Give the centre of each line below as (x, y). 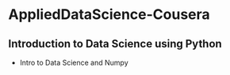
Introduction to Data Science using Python (115, 44)
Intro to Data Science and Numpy (74, 62)
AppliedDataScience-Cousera (109, 15)
